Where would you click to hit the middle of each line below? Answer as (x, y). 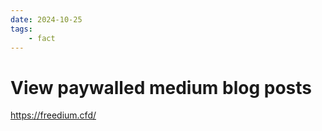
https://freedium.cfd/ (53, 115)
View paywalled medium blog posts (161, 87)
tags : (21, 29)
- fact (42, 38)
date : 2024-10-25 (46, 19)
